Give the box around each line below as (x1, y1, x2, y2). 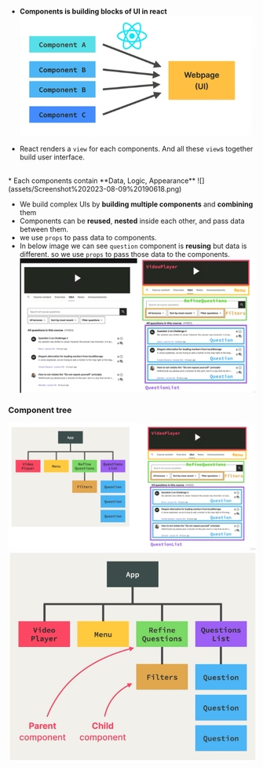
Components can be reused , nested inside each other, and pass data (19, 216, 245, 226)
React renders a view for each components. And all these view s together (19, 144, 254, 154)
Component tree (8, 404, 72, 415)
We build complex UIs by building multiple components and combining (19, 199, 254, 209)
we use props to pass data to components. (19, 233, 157, 243)
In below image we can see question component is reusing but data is (19, 241, 247, 251)
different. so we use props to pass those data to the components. (19, 250, 230, 259)
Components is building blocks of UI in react (19, 7, 167, 16)
